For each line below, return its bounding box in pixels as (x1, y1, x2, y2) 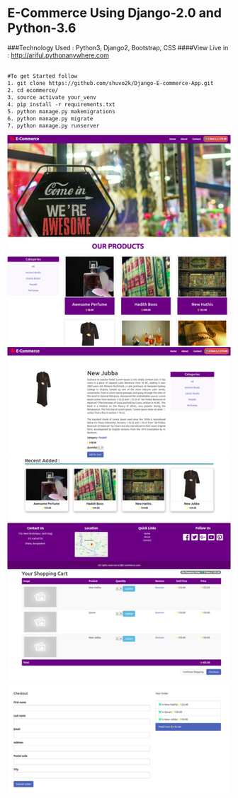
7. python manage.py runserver (7, 122, 100, 129)
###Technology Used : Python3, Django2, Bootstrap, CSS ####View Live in (7, 43, 229, 52)
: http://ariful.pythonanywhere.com (7, 51, 110, 59)
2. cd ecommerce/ (7, 86, 59, 93)
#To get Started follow (7, 72, 78, 79)
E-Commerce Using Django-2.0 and (7, 5, 222, 21)
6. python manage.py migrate (7, 115, 93, 122)
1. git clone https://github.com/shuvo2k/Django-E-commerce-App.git (7, 79, 214, 86)
